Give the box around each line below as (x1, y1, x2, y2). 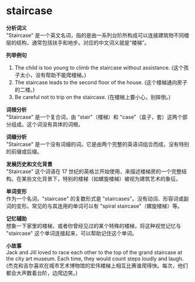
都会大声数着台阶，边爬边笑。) (6, 269, 78, 276)
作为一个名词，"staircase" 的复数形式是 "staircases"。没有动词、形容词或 (6, 195, 184, 202)
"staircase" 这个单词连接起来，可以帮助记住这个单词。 (6, 230, 137, 237)
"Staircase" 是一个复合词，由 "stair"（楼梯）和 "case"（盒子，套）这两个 (6, 113, 183, 120)
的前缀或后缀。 (6, 148, 42, 155)
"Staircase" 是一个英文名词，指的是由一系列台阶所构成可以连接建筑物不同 (6, 31, 184, 39)
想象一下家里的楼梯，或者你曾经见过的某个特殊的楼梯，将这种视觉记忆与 (6, 222, 181, 229)
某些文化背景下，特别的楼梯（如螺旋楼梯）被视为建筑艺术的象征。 (21, 175, 181, 182)
